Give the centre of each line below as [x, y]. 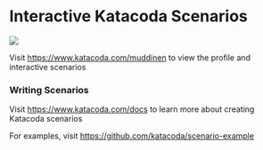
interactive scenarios [48, 67]
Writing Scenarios [49, 90]
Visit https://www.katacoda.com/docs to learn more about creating [132, 109]
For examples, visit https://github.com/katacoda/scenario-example [131, 136]
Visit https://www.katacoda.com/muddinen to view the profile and [130, 57]
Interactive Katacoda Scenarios [128, 16]
